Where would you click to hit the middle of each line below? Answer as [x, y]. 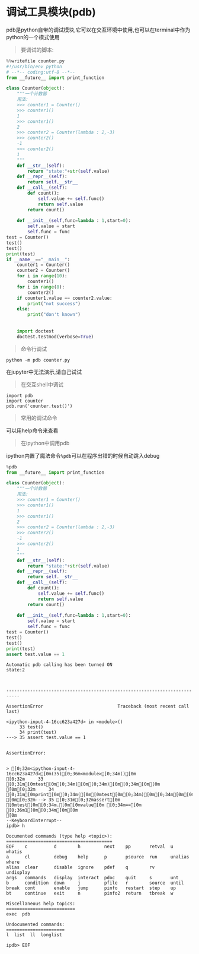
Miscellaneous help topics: [41, 904]
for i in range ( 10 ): [42, 276]
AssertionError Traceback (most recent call [98, 706]
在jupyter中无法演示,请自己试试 [44, 372]
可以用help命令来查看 [32, 430]
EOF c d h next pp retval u [90, 847]
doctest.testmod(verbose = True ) [55, 337]
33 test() [31, 727]
